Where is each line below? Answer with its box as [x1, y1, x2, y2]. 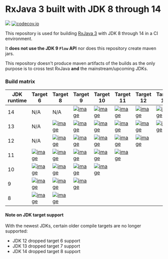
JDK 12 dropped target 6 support [12, 238, 80, 244]
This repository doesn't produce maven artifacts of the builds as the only [5, 60, 155, 66]
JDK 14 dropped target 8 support [12, 249, 81, 255]
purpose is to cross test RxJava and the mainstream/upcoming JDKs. [5, 65, 148, 71]
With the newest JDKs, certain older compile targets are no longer [5, 223, 141, 229]
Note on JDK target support [5, 212, 64, 218]
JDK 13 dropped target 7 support [12, 243, 80, 249]
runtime [7, 97, 27, 104]
